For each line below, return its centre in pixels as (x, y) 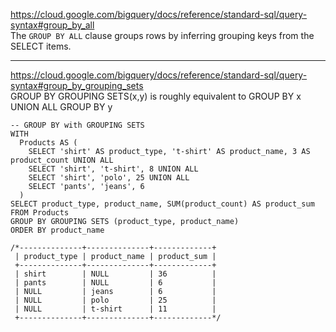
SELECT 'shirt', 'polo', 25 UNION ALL (109, 178)
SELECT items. (41, 46)
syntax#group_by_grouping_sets (77, 85)
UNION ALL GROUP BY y (61, 107)
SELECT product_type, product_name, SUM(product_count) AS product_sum (162, 204)
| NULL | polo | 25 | (115, 300)
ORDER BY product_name (57, 230)
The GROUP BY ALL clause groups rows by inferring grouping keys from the (162, 35)
